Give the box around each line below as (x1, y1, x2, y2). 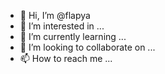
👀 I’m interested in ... (19, 20, 105, 32)
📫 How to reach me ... (19, 53, 113, 64)
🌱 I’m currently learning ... (19, 31, 127, 42)
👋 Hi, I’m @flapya (19, 10, 91, 21)
